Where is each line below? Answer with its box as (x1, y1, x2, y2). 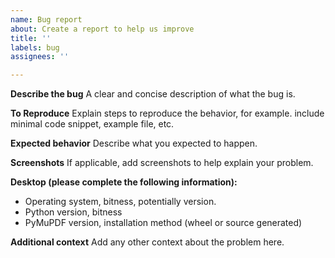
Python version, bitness (24, 206, 123, 218)
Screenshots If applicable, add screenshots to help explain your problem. (10, 157, 314, 169)
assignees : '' (10, 52, 70, 62)
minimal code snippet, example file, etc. (10, 118, 175, 130)
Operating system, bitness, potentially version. (24, 196, 217, 208)
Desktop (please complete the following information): (10, 176, 238, 188)
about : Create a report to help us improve (10, 24, 195, 34)
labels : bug (10, 42, 60, 53)
